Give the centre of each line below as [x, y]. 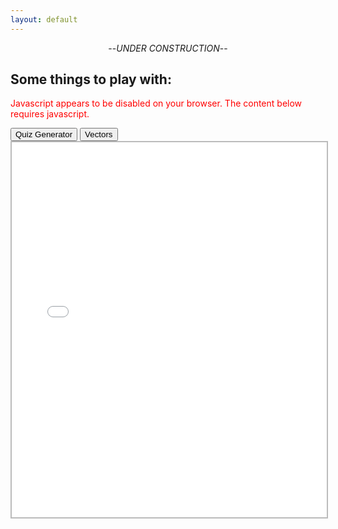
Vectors [98, 134]
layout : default [44, 19]
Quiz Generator [44, 134]
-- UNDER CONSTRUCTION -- [168, 48]
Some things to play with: [91, 79]
